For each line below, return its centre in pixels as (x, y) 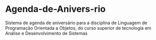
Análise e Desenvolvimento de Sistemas (46, 33)
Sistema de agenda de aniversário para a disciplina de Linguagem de (76, 23)
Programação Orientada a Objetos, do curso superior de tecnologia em (78, 28)
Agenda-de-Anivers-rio (55, 9)
